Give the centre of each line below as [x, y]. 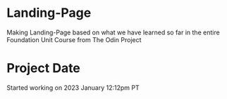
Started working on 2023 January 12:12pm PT [73, 87]
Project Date [43, 68]
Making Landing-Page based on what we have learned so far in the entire [113, 32]
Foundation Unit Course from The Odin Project [74, 39]
